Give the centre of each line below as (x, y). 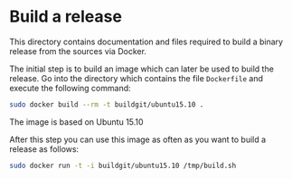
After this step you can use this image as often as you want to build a (138, 139)
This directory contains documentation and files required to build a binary (146, 42)
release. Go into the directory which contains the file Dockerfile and (137, 78)
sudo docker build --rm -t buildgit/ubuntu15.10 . (107, 104)
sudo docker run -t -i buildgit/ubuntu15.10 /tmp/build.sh (123, 165)
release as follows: (44, 149)
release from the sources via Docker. (78, 51)
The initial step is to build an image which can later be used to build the (141, 69)
